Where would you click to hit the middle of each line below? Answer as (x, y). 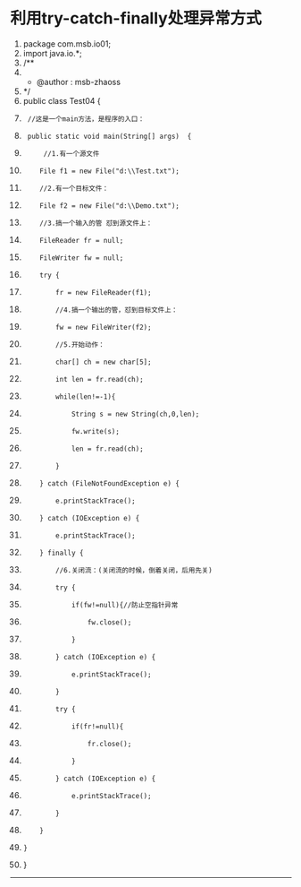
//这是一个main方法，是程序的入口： (86, 119)
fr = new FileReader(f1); (104, 292)
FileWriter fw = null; (82, 258)
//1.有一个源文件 (71, 153)
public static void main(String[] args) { (109, 136)
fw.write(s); (95, 431)
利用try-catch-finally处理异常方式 (136, 18)
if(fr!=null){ (97, 727)
